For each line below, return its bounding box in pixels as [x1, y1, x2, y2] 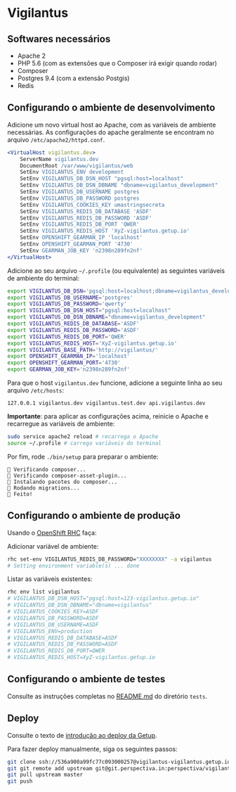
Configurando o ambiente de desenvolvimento [7, 102, 216, 114]
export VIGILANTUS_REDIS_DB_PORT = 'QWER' [7, 333, 128, 340]
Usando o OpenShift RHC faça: [7, 528, 97, 537]
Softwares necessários [7, 33, 111, 45]
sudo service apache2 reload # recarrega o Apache [7, 433, 159, 440]
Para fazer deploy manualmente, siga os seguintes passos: [7, 744, 178, 753]
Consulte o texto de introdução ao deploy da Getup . [7, 731, 157, 739]
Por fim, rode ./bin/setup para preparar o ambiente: [7, 452, 159, 461]
